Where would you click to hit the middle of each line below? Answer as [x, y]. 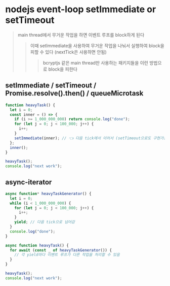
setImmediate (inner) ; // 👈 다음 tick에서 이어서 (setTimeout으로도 [83, 138]
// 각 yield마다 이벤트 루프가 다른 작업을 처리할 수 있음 [67, 255]
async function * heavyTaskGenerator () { [49, 194]
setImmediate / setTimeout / [51, 86]
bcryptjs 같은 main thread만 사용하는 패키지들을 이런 [95, 62]
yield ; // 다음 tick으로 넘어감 [45, 222]
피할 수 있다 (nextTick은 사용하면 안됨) [69, 52]
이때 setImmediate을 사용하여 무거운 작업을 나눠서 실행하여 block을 [97, 45]
